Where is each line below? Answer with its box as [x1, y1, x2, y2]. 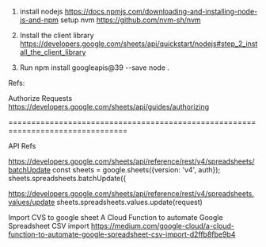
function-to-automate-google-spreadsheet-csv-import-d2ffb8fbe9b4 [8, 230, 236, 239]
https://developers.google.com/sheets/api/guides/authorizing [8, 102, 210, 111]
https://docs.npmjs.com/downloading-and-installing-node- [64, 7, 258, 16]
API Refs [8, 141, 36, 150]
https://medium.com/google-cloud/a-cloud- [90, 222, 235, 230]
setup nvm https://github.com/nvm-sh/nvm [60, 15, 201, 25]
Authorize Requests [8, 94, 73, 102]
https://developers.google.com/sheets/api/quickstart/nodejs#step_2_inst [19, 39, 258, 48]
